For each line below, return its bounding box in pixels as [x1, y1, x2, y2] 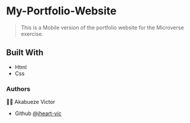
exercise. [20, 30, 43, 37]
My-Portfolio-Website [6, 4, 117, 18]
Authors [6, 85, 31, 93]
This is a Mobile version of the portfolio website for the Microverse [20, 24, 185, 31]
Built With [6, 48, 43, 58]
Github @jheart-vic [14, 110, 62, 117]
